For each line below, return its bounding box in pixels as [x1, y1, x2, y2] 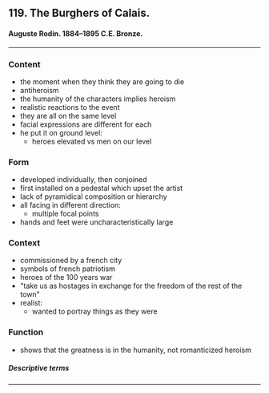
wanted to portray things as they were [31, 306, 158, 316]
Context [8, 237, 41, 249]
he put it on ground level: [19, 128, 102, 137]
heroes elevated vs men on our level [31, 136, 152, 146]
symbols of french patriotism [19, 264, 116, 273]
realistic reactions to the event [19, 102, 120, 111]
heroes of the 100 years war [19, 273, 113, 282]
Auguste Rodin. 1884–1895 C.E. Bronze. [8, 28, 143, 38]
